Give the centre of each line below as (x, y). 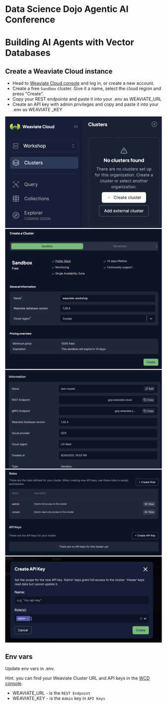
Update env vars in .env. (30, 668)
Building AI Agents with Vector (70, 42)
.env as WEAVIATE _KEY (37, 110)
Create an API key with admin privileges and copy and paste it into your (85, 104)
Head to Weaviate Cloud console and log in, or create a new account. (83, 83)
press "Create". (28, 94)
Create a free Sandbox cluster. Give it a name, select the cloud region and (87, 88)
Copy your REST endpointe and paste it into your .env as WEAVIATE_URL (87, 99)
